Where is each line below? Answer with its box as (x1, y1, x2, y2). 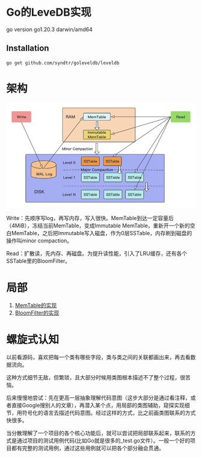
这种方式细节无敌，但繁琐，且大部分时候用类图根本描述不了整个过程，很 (6, 374, 185, 381)
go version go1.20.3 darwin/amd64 (6, 25, 93, 33)
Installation (6, 43, 49, 54)
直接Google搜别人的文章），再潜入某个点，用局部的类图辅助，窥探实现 (11, 402, 185, 409)
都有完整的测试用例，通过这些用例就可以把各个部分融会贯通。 (11, 444, 164, 452)
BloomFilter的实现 (14, 309, 60, 316)
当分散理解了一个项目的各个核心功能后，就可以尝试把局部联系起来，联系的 (6, 429, 191, 437)
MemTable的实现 (14, 302, 57, 309)
